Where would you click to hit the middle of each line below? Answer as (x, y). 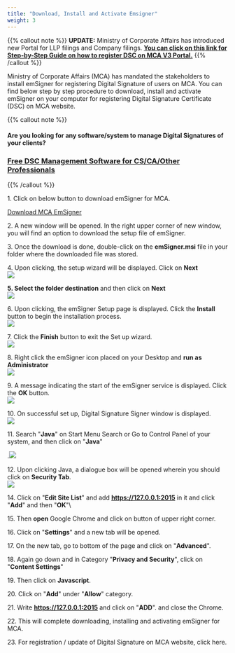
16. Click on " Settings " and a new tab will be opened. (84, 532)
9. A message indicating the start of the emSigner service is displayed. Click (117, 385)
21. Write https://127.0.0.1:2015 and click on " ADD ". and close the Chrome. (115, 607)
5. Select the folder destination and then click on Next (86, 289)
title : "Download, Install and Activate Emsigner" (83, 14)
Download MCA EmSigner (44, 212)
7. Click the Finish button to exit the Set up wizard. (80, 337)
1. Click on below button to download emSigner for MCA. (89, 199)
